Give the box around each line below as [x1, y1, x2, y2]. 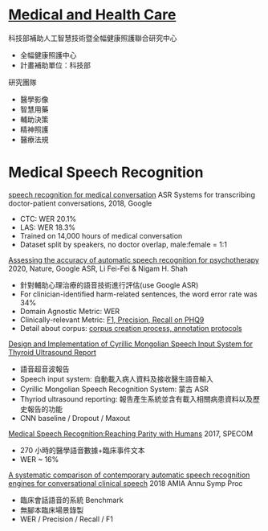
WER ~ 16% [19, 454, 59, 464]
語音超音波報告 [19, 364, 70, 374]
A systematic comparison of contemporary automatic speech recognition [8, 470, 250, 480]
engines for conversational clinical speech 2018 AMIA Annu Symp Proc [8, 478, 243, 488]
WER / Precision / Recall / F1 [19, 514, 114, 524]
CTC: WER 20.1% [19, 214, 77, 223]
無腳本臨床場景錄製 [19, 504, 84, 515]
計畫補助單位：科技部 [19, 60, 91, 70]
